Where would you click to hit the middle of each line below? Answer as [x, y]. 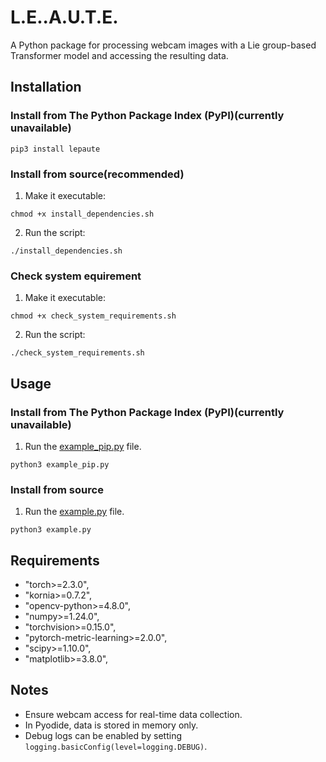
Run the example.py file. [74, 512]
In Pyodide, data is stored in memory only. [111, 725]
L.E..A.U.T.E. [64, 17]
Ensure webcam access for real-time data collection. [133, 714]
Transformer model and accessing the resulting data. [119, 55]
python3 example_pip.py [60, 464]
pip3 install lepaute [55, 149]
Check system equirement [76, 276]
